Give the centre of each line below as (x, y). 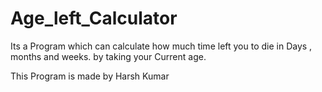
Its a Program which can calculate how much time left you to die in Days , (161, 46)
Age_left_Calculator (94, 18)
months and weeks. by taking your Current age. (108, 56)
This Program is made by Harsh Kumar (90, 76)
